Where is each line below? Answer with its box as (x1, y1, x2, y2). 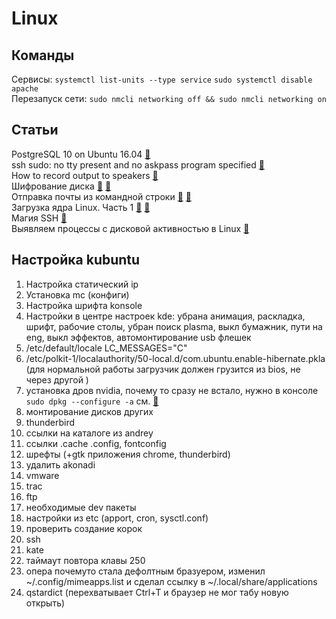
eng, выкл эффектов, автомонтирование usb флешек (25, 331, 252, 343)
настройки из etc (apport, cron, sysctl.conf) (25, 512, 209, 524)
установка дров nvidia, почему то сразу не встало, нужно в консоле (25, 384, 319, 396)
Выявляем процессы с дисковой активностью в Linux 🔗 (11, 222, 250, 234)
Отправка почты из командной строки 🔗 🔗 (11, 190, 192, 202)
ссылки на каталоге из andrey (25, 427, 154, 439)
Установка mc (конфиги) (25, 288, 130, 301)
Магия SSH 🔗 (11, 212, 68, 224)
